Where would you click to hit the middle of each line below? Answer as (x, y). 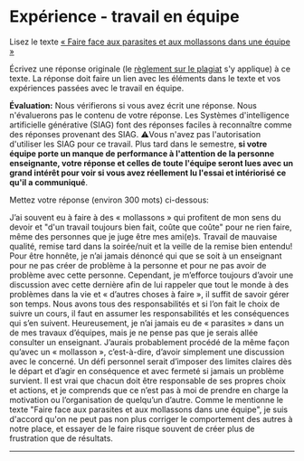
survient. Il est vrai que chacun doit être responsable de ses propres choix (148, 381)
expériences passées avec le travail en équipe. (97, 88)
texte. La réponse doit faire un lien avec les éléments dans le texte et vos (145, 78)
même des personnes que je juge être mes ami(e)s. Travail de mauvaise (143, 236)
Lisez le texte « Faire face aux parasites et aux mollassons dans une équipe (150, 42)
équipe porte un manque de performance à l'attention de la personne (142, 153)
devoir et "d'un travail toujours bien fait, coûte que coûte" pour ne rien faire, (151, 227)
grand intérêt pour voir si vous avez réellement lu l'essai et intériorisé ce (148, 173)
